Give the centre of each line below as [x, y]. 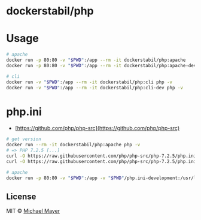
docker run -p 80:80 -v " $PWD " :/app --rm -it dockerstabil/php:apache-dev [101, 65]
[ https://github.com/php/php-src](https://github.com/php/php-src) [97, 128]
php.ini [24, 111]
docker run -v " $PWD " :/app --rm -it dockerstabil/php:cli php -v [89, 82]
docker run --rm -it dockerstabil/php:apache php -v [73, 145]
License [21, 196]
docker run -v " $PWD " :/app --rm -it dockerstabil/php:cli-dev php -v [95, 88]
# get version [24, 139]
